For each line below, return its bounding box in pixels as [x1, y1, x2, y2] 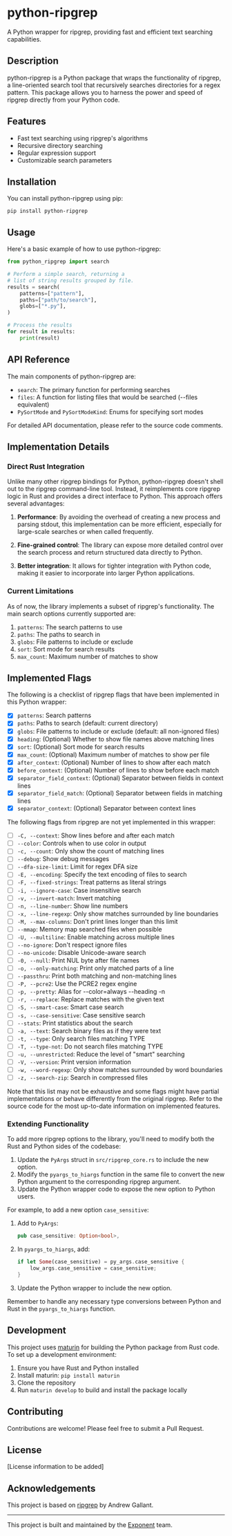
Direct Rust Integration [7, 461, 85, 471]
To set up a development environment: [7, 1350, 117, 1358]
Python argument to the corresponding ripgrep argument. [17, 1178, 182, 1186]
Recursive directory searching [17, 141, 104, 149]
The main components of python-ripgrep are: [7, 372, 136, 380]
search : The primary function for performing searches [17, 385, 171, 394]
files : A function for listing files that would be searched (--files [17, 393, 198, 401]
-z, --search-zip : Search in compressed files [17, 1073, 148, 1082]
